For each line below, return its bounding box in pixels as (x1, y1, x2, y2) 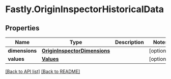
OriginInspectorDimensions (41, 47, 110, 54)
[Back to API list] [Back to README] (5, 68, 80, 74)
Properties (5, 24, 40, 32)
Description (115, 39, 144, 46)
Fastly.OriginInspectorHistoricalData (5, 4, 164, 15)
